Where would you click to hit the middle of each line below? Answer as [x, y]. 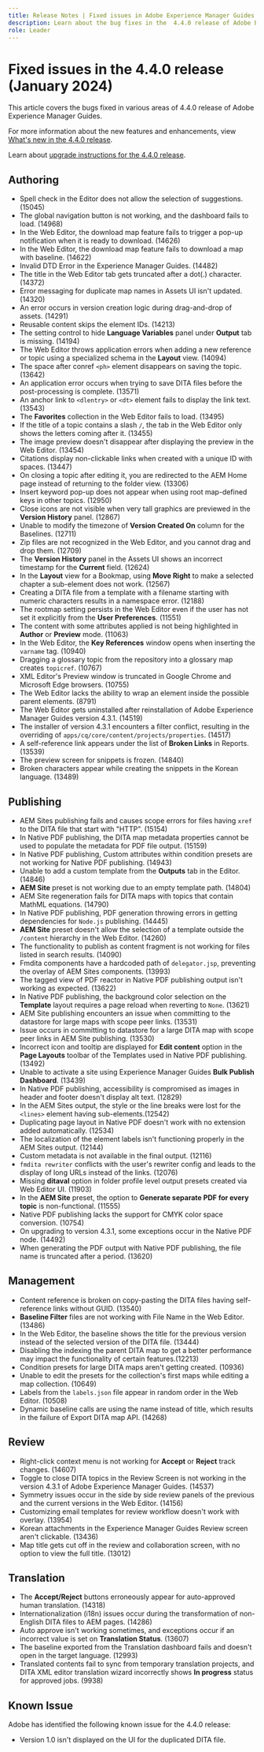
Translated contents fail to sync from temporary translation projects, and [137, 1664]
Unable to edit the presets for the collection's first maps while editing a [134, 1375]
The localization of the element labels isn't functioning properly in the [132, 1139]
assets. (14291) [44, 316]
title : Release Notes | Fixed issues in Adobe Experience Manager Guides [132, 15]
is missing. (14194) [49, 341]
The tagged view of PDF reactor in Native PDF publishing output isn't [131, 979]
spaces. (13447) [46, 467]
